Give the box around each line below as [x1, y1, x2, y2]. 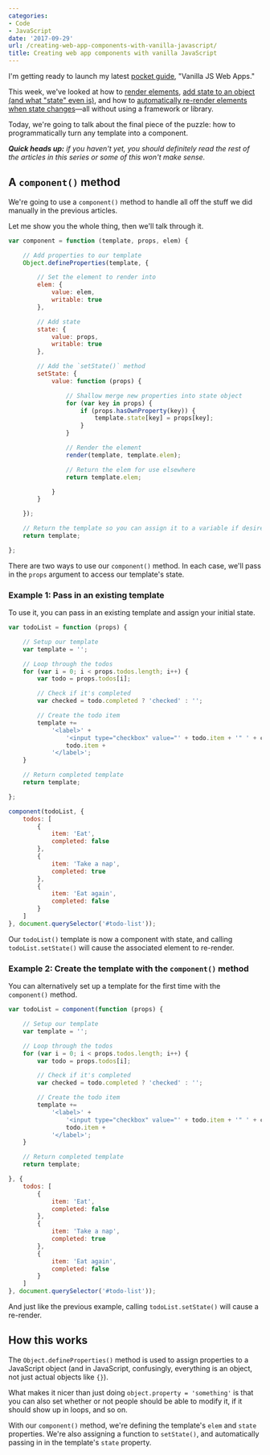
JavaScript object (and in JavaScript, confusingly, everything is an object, [8, 1363, 253, 1373]
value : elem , [51, 288, 95, 296]
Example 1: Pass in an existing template [8, 589, 165, 601]
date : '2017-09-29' [8, 34, 74, 43]
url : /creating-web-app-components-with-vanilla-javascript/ [8, 42, 218, 50]
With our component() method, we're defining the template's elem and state [8, 1420, 257, 1430]
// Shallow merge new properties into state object [65, 391, 243, 399]
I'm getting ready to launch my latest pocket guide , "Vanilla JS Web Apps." [8, 72, 256, 81]
